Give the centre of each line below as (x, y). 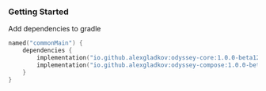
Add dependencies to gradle (55, 29)
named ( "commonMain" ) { (46, 43)
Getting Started (38, 12)
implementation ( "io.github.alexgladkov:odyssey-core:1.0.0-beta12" (150, 58)
